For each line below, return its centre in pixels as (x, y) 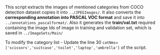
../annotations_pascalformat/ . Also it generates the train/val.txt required (80, 22)
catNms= (110, 43)
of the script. (134, 47)
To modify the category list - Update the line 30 (53, 42)
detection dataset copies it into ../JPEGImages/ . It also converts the (73, 12)
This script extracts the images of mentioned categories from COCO (74, 7)
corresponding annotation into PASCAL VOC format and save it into (75, 17)
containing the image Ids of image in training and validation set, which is (78, 28)
